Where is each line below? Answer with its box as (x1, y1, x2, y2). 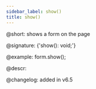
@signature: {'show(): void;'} (6, 42, 77, 49)
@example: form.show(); (6, 53, 66, 60)
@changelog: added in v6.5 (6, 76, 73, 83)
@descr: (6, 64, 27, 71)
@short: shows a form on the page (6, 30, 90, 37)
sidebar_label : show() (6, 8, 62, 15)
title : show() (6, 14, 41, 20)
